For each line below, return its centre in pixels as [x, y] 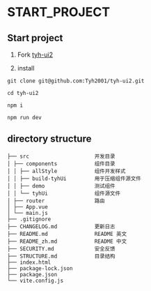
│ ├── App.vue [28, 207]
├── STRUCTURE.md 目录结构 [62, 256]
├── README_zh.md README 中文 [67, 241]
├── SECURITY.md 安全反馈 [62, 248]
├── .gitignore [29, 219]
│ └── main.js [28, 213]
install [26, 68]
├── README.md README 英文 [67, 234]
